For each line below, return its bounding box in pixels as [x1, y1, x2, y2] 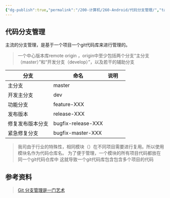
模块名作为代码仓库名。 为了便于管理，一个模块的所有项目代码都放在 [17, 150, 161, 156]
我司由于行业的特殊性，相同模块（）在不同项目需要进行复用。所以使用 [17, 144, 164, 150]
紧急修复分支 [8, 130, 39, 137]
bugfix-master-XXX [53, 129, 102, 137]
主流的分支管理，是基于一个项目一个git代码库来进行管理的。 [5, 42, 131, 48]
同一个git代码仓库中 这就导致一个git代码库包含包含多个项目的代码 [17, 156, 154, 162]
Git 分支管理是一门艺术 [17, 187, 65, 193]
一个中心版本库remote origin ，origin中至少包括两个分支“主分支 [17, 53, 150, 59]
